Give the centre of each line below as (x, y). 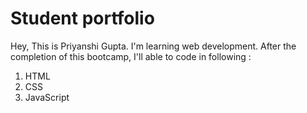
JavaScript (47, 97)
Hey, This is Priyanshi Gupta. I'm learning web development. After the (153, 46)
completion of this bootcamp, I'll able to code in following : (131, 56)
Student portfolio (82, 18)
